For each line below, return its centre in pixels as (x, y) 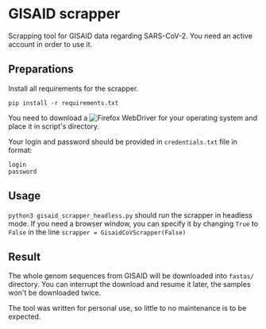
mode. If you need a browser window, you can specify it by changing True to (133, 223)
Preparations (41, 70)
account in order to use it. (50, 44)
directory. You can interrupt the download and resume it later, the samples (130, 284)
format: (20, 150)
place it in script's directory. (54, 126)
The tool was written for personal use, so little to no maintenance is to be (127, 308)
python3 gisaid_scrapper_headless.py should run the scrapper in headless (130, 215)
